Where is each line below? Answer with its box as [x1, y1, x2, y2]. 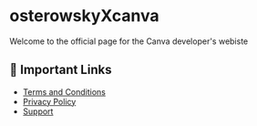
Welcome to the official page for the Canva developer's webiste [9, 36, 249, 47]
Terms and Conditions [22, 86, 107, 97]
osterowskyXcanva [9, 5, 159, 26]
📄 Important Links [9, 62, 112, 78]
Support [22, 106, 54, 117]
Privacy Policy [22, 96, 77, 107]
